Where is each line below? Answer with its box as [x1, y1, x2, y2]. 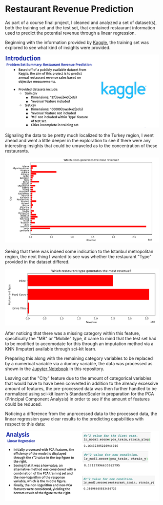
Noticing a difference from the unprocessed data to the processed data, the [5, 411, 158, 417]
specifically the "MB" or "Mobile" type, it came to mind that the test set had [5, 336, 157, 342]
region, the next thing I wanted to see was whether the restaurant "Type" [5, 254, 152, 260]
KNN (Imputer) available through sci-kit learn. [5, 346, 97, 352]
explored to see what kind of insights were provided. [5, 44, 111, 50]
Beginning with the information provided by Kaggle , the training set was [5, 39, 149, 45]
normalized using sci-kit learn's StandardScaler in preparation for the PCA [5, 391, 154, 397]
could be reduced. [5, 401, 42, 407]
